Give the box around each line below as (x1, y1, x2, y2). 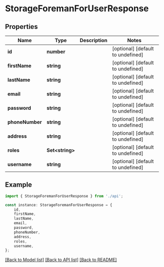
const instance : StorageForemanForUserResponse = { (5, 202, 112, 207)
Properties (5, 23, 38, 31)
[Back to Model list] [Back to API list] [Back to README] (5, 257, 117, 263)
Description (80, 37, 108, 44)
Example (5, 181, 32, 189)
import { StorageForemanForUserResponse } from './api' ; (5, 194, 123, 198)
